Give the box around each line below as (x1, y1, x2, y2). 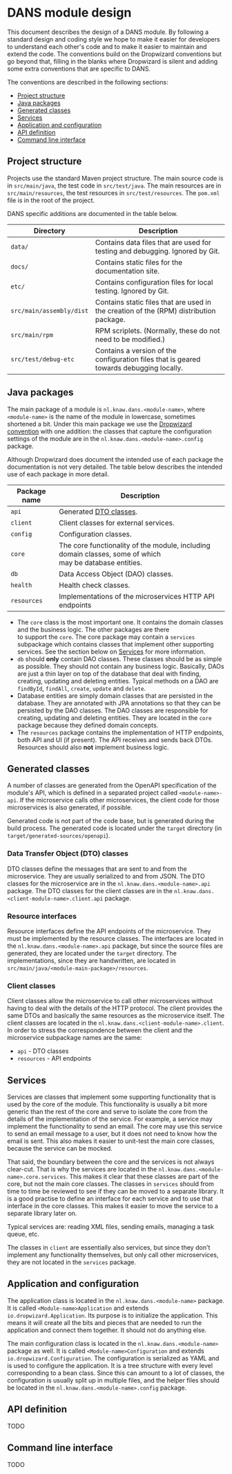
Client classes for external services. (58, 518, 175, 528)
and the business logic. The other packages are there (17, 625, 170, 633)
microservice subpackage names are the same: (7, 1034, 143, 1042)
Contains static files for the (95, 258, 183, 267)
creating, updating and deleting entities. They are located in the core (17, 713, 212, 721)
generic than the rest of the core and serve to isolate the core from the (7, 1108, 209, 1116)
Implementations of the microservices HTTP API (58, 591, 215, 601)
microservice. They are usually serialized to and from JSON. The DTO (7, 872, 206, 880)
